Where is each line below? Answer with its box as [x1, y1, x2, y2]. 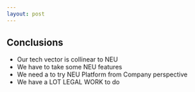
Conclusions [6, 37, 64, 49]
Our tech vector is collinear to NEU [16, 55, 118, 64]
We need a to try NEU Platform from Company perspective [16, 70, 188, 79]
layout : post [6, 10, 45, 18]
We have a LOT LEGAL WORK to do [16, 78, 120, 86]
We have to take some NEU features [16, 63, 123, 71]
